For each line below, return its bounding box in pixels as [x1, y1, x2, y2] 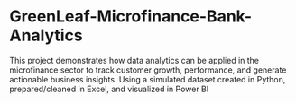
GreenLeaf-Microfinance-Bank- [9, 6, 253, 27]
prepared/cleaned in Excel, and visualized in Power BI [9, 83, 209, 94]
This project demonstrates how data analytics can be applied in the [9, 55, 260, 65]
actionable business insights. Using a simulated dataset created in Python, [9, 73, 286, 84]
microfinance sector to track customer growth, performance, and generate [9, 64, 287, 75]
